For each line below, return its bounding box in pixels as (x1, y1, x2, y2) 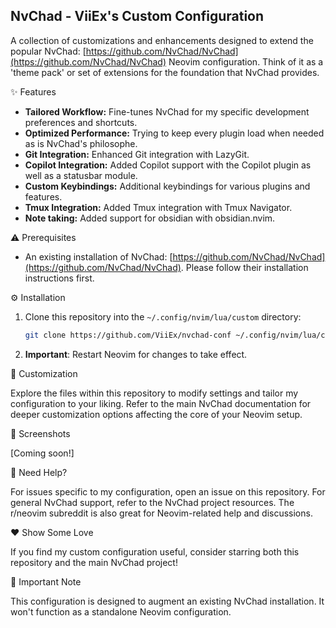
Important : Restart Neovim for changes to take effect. (24, 348, 248, 360)
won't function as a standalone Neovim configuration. (10, 605, 232, 618)
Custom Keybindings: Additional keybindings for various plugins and (24, 180, 311, 192)
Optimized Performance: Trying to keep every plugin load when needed (24, 127, 325, 139)
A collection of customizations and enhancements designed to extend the (10, 34, 314, 46)
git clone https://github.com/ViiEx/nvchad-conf (24, 330, 232, 340)
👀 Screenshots (10, 427, 71, 439)
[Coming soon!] (10, 447, 75, 459)
